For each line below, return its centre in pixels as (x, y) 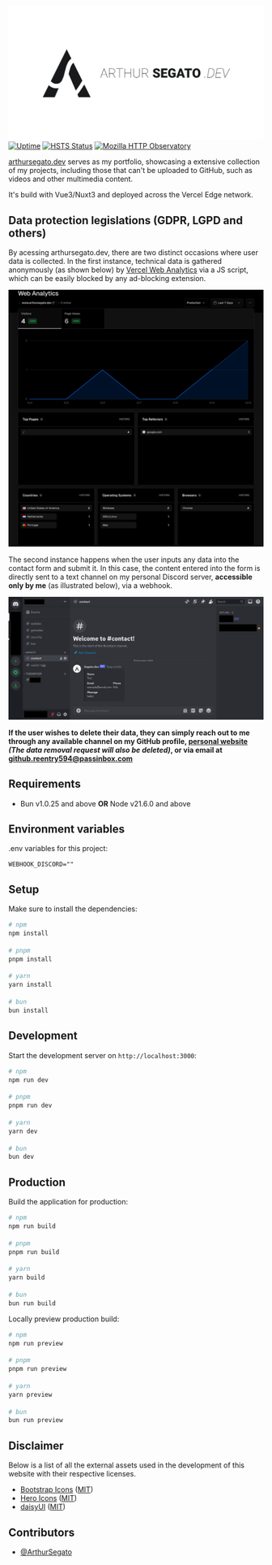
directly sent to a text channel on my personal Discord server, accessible (130, 577)
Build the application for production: (68, 1202)
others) (28, 233)
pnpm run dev (30, 1106)
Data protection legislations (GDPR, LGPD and (125, 220)
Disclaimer (36, 1445)
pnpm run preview (38, 1369)
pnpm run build (34, 1252)
